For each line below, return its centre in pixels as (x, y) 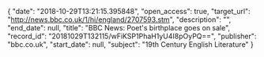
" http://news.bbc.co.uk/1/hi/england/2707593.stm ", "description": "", (119, 20)
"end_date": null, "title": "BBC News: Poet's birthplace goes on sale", (119, 28)
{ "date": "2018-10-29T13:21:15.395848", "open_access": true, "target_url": (129, 11)
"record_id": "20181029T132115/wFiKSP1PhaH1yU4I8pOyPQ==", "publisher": (132, 36)
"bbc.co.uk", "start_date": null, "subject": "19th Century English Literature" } (131, 45)
